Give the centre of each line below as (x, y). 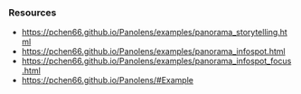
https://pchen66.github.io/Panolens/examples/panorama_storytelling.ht (155, 33)
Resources (33, 13)
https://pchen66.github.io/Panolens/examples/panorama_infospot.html (153, 52)
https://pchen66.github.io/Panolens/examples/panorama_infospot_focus (156, 61)
